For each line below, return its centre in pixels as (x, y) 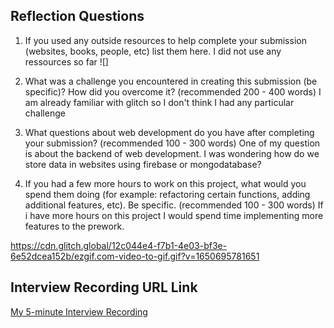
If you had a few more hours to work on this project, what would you (165, 183)
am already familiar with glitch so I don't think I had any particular (159, 102)
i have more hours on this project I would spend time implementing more (174, 215)
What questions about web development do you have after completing (169, 132)
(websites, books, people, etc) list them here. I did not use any (153, 51)
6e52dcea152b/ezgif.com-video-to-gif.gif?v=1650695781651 (135, 256)
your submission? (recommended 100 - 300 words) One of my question (172, 143)
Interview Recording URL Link (104, 287)
